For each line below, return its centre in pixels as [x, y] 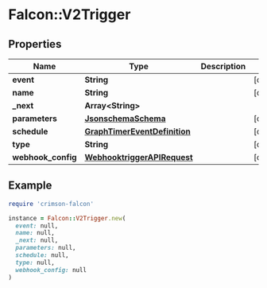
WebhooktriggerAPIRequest [139, 157]
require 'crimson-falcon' [51, 204]
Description [223, 66]
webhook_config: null [51, 270]
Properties [35, 44]
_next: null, [37, 240]
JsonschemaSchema [125, 119]
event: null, [37, 226]
